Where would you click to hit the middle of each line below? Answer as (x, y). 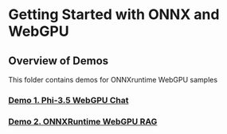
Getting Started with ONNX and (114, 15)
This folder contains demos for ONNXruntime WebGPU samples (113, 80)
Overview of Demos (59, 61)
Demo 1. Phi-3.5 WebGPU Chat (68, 100)
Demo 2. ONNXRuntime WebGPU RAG (83, 121)
